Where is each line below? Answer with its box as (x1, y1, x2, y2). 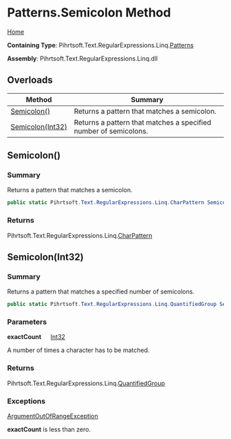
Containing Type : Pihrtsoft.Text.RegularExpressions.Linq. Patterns (7, 41, 194, 49)
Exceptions (7, 396, 46, 406)
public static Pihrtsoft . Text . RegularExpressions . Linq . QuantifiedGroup (7, 301, 217, 308)
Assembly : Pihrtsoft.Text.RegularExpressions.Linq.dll (7, 54, 158, 63)
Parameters (7, 317, 47, 327)
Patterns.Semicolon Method (7, 5, 171, 21)
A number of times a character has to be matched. (7, 346, 150, 354)
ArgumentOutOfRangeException (7, 412, 98, 420)
